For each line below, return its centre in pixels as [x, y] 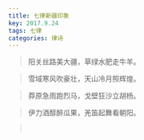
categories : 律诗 [36, 38]
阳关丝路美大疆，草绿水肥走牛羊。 [84, 62]
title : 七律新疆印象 [39, 16]
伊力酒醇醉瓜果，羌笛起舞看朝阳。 [84, 113]
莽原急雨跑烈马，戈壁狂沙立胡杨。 [84, 96]
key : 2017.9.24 [34, 23]
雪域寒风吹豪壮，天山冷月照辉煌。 [84, 79]
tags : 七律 [25, 30]
